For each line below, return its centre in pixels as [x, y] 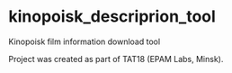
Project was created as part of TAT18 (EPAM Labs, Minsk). [116, 59]
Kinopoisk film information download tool [85, 41]
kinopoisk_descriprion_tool [112, 17]
